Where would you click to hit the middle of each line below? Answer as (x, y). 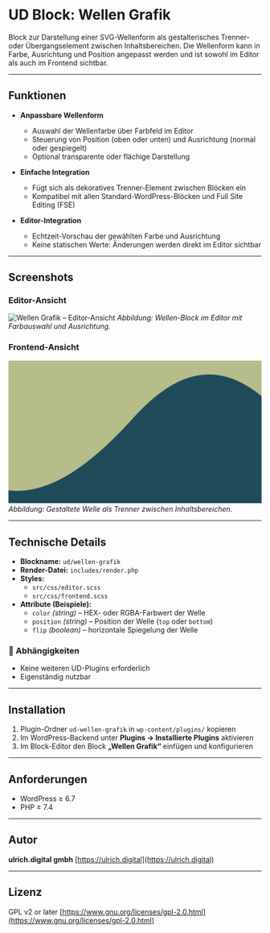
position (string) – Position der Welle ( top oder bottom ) (123, 621)
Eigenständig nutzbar (55, 677)
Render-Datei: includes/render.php (79, 570)
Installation (37, 709)
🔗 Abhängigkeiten (44, 650)
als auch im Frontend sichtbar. (58, 63)
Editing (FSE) (53, 205)
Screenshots (41, 278)
